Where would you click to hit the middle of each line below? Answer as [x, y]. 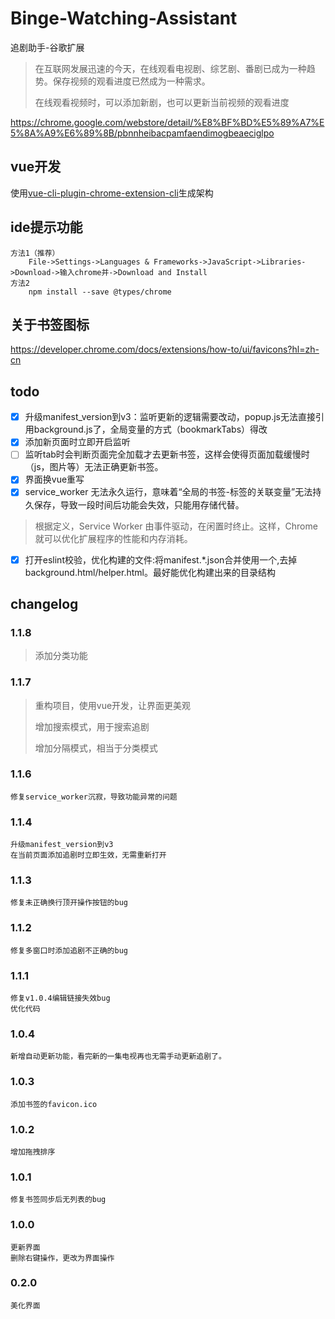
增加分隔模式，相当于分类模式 [96, 748]
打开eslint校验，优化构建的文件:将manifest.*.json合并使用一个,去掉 [161, 559]
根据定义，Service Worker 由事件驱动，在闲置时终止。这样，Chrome [176, 526]
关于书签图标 [50, 324]
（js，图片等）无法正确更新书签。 [94, 467]
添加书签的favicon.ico [54, 1104]
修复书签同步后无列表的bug [58, 1200]
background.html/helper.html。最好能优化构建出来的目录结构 [150, 572]
